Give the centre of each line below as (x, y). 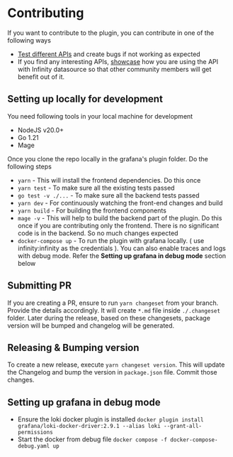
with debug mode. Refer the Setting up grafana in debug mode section (122, 256)
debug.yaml (34, 446)
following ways (29, 40)
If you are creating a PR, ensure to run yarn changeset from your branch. (113, 303)
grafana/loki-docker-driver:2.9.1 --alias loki (89, 426)
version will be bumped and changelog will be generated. (91, 326)
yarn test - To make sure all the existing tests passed (96, 188)
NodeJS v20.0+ (41, 130)
